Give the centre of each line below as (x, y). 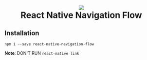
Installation (22, 33)
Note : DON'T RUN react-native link (42, 53)
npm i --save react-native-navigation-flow (49, 44)
